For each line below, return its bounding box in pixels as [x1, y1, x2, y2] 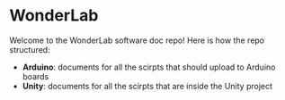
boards [22, 71, 49, 81]
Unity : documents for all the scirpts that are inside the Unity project [22, 80, 272, 91]
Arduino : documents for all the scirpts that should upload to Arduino [22, 62, 276, 72]
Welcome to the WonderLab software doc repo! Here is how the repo [9, 35, 265, 46]
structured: [9, 44, 51, 54]
